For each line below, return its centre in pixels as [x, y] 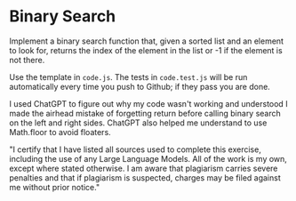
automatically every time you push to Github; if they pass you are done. [140, 86]
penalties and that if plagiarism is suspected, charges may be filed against [145, 177]
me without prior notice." [55, 187]
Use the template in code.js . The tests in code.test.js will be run [128, 76]
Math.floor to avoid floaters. [60, 132]
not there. [27, 60]
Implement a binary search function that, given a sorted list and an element [147, 41]
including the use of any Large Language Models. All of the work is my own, [148, 158]
